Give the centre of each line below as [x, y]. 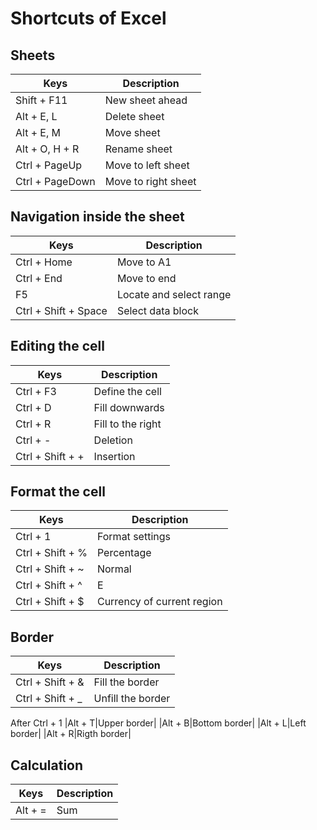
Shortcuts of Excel [88, 18]
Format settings [133, 537]
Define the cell [127, 391]
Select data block [157, 310]
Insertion [114, 456]
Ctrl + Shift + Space [61, 310]
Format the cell [58, 492]
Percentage [124, 553]
